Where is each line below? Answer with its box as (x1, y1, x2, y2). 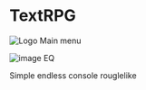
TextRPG (9, 5, 77, 26)
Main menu (39, 35, 82, 46)
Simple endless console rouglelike (9, 69, 138, 81)
